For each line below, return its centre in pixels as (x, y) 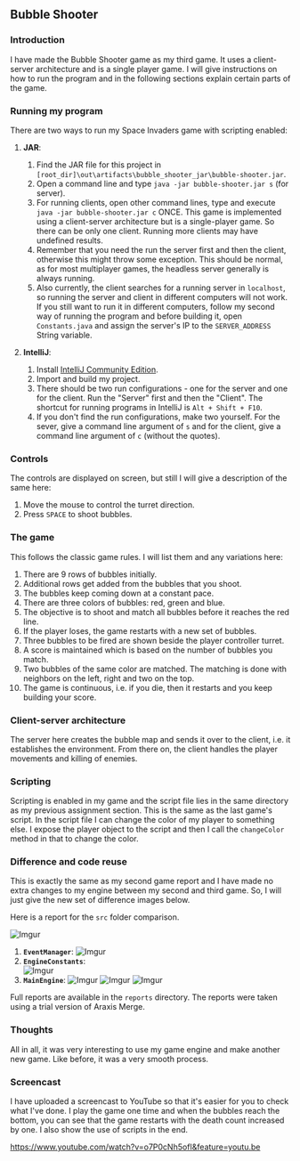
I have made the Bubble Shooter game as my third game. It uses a (131, 59)
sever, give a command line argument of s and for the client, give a (158, 426)
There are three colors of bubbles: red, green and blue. (124, 602)
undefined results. (69, 240)
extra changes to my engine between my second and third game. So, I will (146, 890)
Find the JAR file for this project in (99, 165)
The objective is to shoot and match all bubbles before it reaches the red (156, 612)
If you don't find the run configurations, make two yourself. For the (158, 417)
